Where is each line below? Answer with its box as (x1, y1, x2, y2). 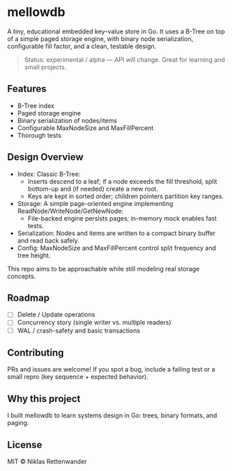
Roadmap (7, 292, 50, 303)
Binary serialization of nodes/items (17, 116, 117, 125)
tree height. (17, 251, 51, 260)
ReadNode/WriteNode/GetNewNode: (17, 207, 124, 215)
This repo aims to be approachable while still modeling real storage (7, 264, 200, 273)
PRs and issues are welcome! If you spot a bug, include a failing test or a (7, 365, 216, 374)
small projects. (24, 63, 67, 71)
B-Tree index (17, 102, 54, 110)
